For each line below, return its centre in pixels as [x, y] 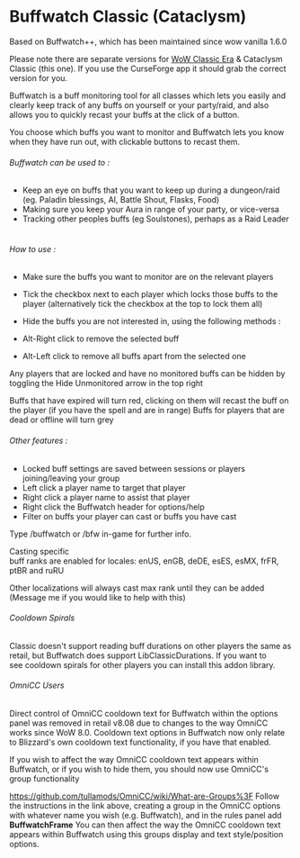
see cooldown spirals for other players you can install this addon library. [142, 664]
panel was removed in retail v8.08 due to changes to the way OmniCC [139, 723]
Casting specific [40, 551]
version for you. [39, 77]
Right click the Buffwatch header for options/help [113, 507]
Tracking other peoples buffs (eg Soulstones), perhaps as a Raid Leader [155, 219]
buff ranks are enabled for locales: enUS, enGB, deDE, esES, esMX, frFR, [144, 561]
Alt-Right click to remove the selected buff [101, 339]
